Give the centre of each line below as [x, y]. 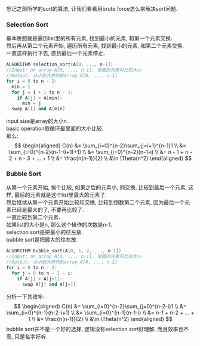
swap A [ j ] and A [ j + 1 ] [49, 284]
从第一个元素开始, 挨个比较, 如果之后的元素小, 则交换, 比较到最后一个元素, [96, 187]
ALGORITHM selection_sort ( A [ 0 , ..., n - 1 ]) [60, 64]
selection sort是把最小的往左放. [45, 232]
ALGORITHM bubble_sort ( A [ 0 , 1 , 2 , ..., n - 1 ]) [64, 251]
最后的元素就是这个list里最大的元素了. [60, 195]
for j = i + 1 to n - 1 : [42, 92]
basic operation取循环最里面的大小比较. [55, 129]
